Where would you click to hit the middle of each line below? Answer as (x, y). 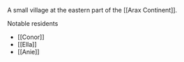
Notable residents (33, 23)
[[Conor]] (31, 37)
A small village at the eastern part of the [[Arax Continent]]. (92, 10)
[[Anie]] (28, 52)
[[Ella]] (27, 44)
